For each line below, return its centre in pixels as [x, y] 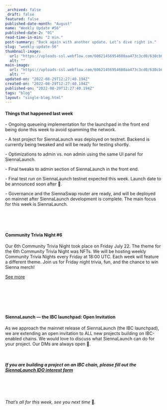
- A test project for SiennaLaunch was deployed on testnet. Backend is [78, 139]
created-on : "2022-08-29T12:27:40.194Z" [48, 83]
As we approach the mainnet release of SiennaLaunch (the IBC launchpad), [82, 328]
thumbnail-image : [23, 51]
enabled [13, 338]
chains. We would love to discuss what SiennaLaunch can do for [89, 338]
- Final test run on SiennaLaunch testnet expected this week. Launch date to [83, 179]
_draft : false [20, 14]
